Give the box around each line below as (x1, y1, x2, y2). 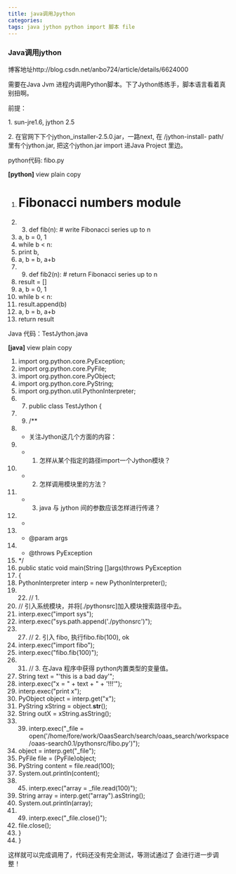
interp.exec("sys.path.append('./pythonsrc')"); (18, 617, 152, 625)
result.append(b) (18, 300, 67, 308)
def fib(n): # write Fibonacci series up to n (28, 225, 151, 234)
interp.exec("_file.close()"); (28, 814, 107, 822)
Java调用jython (8, 48, 62, 58)
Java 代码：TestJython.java (8, 329, 88, 338)
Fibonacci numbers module (18, 194, 182, 211)
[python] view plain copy (8, 170, 81, 178)
